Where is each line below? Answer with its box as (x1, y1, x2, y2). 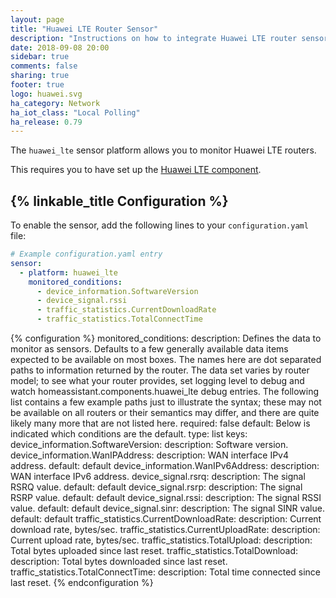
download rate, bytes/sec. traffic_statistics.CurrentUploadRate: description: (10, 524, 321, 536)
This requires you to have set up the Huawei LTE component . (10, 164, 262, 176)
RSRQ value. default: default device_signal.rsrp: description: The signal (10, 481, 303, 493)
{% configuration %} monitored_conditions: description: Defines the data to (10, 332, 322, 345)
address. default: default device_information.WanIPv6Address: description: (10, 460, 320, 472)
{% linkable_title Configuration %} (10, 192, 229, 210)
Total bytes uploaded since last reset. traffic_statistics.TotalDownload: (10, 545, 299, 557)
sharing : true (10, 71, 70, 81)
